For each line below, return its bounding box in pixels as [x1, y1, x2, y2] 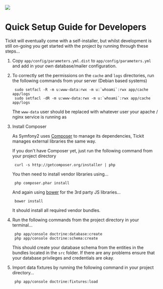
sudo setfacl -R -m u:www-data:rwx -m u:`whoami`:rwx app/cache [14, 87, 148, 92]
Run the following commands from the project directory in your [12, 217, 140, 223]
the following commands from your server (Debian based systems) [12, 78, 147, 84]
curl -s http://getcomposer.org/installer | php [14, 162, 116, 167]
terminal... [12, 222, 33, 228]
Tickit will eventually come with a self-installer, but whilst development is [5, 37, 152, 44]
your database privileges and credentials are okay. [12, 255, 114, 260]
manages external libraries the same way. [12, 138, 96, 144]
